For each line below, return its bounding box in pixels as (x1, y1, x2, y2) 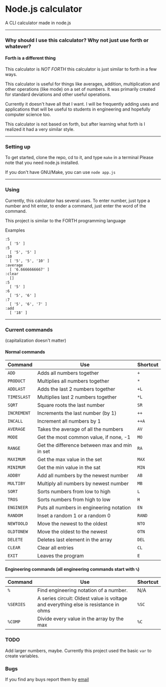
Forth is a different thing (5, 55, 56, 61)
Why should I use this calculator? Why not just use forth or (5, 37, 149, 43)
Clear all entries (37, 544, 74, 551)
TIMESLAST (7, 394, 31, 400)
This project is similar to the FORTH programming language (5, 217, 126, 223)
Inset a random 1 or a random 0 (37, 512, 111, 519)
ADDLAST (7, 386, 26, 392)
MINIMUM (7, 465, 26, 470)
